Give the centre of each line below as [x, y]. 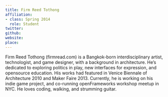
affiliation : [19, 15]
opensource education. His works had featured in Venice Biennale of [76, 73]
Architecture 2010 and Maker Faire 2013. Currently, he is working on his [79, 78]
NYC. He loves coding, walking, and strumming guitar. [61, 89]
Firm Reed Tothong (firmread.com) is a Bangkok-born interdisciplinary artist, [84, 57]
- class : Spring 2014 [28, 19]
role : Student [24, 24]
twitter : [14, 29]
